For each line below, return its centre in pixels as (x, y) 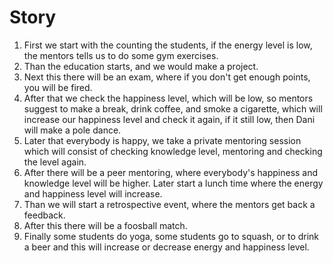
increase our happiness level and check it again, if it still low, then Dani (169, 119)
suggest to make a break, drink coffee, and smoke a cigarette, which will (173, 108)
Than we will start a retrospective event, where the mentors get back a (169, 204)
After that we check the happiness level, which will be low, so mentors (168, 98)
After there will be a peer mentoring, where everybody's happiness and (171, 172)
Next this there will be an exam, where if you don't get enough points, (167, 77)
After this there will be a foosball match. (105, 225)
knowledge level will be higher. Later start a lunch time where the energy (173, 183)
